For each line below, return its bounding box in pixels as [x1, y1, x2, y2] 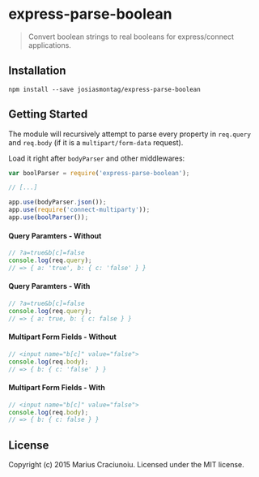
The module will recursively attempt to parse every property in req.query [8, 129, 251, 139]
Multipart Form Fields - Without [8, 332, 117, 342]
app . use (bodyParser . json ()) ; [8, 198, 107, 207]
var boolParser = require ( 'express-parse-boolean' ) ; [8, 169, 190, 177]
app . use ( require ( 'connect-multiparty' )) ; [8, 206, 151, 214]
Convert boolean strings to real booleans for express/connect [28, 32, 235, 41]
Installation [8, 64, 66, 78]
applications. [28, 40, 71, 49]
